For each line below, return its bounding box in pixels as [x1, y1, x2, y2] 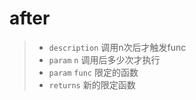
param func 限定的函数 [48, 66, 139, 78]
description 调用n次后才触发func [48, 41, 187, 53]
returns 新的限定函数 [48, 78, 136, 91]
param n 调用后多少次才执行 [48, 53, 161, 66]
